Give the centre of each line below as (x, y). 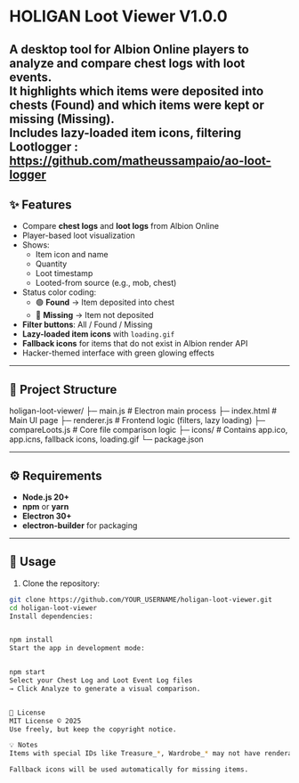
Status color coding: (59, 292)
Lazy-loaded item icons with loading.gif (98, 334)
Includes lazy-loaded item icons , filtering (125, 132)
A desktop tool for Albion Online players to (129, 49)
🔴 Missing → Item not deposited (94, 315)
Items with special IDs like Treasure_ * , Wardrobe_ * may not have (135, 754)
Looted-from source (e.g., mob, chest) (106, 283)
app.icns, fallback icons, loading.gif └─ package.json (107, 439)
